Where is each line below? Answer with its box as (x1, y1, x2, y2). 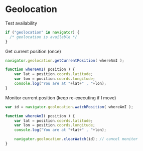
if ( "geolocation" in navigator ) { (5, 30, 80, 35)
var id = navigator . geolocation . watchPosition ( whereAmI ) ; (5, 104, 134, 109)
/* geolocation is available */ (10, 34, 78, 40)
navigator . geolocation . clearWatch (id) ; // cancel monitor (14, 136, 138, 141)
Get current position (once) (5, 48, 61, 54)
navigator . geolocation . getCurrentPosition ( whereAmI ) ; (5, 58, 124, 63)
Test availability (5, 20, 38, 26)
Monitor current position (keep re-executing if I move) (5, 94, 116, 101)
